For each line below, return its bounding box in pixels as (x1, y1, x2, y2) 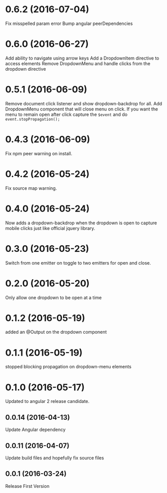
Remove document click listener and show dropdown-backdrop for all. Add (5, 100, 162, 106)
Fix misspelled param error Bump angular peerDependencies (5, 20, 133, 26)
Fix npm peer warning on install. (5, 150, 73, 156)
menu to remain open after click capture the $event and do (5, 111, 128, 118)
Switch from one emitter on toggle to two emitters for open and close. (5, 259, 151, 266)
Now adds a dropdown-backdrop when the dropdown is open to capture (5, 220, 157, 226)
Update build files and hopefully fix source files (5, 454, 104, 461)
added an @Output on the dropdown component (5, 329, 107, 335)
